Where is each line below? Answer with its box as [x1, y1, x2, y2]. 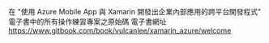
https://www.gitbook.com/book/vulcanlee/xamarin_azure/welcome [8, 26, 232, 35]
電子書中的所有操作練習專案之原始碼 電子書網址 [8, 17, 167, 26]
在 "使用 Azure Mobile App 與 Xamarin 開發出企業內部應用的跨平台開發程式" [8, 7, 262, 16]
